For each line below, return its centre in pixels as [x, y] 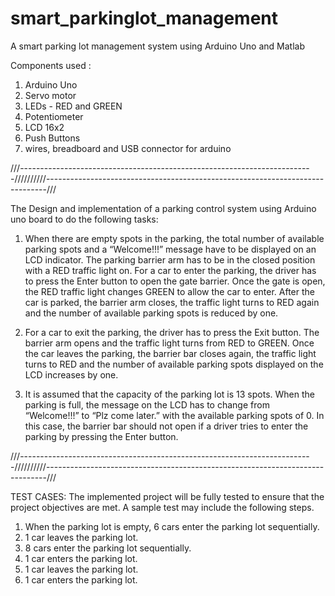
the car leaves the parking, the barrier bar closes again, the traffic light [170, 353]
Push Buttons [52, 138]
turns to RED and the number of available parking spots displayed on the [174, 364]
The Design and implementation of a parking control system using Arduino [163, 208]
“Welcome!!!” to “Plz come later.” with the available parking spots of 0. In [174, 415]
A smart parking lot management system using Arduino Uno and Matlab [157, 46]
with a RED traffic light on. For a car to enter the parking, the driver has [170, 270]
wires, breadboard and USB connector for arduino [128, 148]
